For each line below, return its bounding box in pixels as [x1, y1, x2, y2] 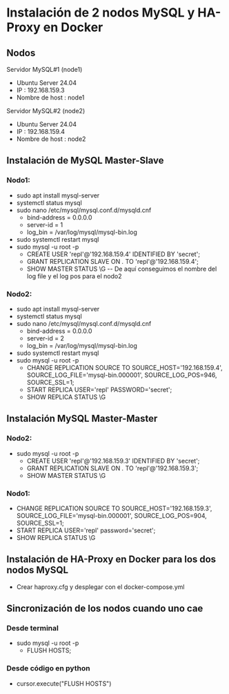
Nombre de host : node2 [16, 135, 86, 143]
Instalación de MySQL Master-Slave [6, 155, 164, 166]
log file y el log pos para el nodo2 [26, 271, 122, 280]
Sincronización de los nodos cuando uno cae [6, 603, 203, 615]
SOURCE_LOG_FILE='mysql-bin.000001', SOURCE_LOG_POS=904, [16, 511, 208, 519]
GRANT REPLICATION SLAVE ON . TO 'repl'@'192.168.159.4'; [26, 257, 199, 265]
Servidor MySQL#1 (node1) [6, 66, 83, 73]
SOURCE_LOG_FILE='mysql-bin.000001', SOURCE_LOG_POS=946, [26, 371, 218, 379]
